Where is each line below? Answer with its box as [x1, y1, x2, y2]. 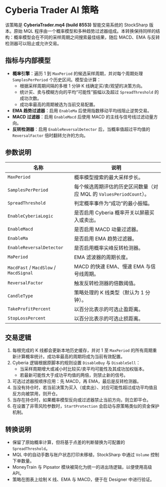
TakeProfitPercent [7, 306, 51, 312]
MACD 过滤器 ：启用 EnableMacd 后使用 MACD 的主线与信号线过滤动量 [12, 113, 154, 119]
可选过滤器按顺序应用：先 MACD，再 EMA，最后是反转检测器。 [12, 379, 142, 384]
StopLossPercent [7, 315, 46, 321]
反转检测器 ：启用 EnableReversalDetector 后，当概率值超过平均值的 [12, 126, 151, 132]
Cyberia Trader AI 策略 [5, 4, 99, 16]
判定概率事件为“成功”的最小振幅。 [74, 200, 153, 207]
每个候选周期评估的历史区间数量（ [74, 183, 154, 190]
